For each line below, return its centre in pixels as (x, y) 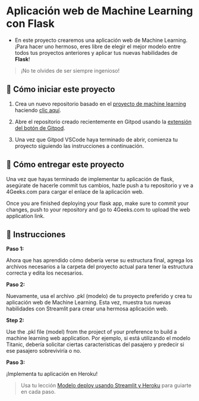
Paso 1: (15, 249)
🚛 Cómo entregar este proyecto (65, 165)
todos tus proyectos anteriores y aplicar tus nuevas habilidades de (96, 52)
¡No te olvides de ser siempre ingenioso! (70, 70)
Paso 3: (16, 362)
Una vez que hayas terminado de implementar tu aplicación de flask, (90, 179)
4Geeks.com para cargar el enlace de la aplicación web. (75, 191)
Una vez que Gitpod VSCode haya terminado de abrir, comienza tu (96, 139)
